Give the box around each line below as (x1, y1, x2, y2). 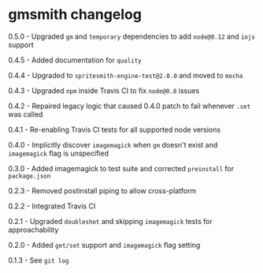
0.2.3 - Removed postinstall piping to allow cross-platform (8, 185, 197, 195)
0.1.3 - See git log (8, 255, 69, 265)
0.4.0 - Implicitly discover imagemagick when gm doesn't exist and (8, 140, 218, 149)
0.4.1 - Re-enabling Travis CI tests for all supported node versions (8, 125, 221, 134)
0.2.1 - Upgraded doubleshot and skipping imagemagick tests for (8, 216, 213, 226)
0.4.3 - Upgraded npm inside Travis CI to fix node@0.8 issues (8, 85, 200, 95)
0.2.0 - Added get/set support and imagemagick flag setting (8, 240, 201, 249)
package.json (8, 172, 51, 180)
